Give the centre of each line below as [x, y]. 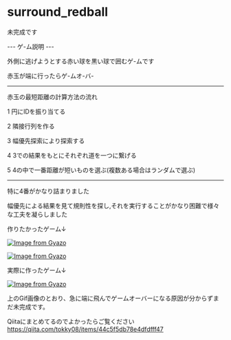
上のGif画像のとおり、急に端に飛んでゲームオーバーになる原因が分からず [110, 298]
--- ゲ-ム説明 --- [31, 46]
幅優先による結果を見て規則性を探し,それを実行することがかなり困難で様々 [113, 205]
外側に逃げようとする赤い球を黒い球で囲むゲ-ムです [81, 61]
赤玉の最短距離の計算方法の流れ [52, 96]
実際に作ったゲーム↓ [37, 270]
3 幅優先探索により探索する [46, 140]
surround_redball [58, 12]
